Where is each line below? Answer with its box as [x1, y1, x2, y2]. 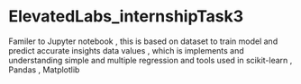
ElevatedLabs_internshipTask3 [8, 6, 244, 27]
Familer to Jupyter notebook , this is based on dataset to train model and [8, 36, 278, 46]
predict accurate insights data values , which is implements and [8, 45, 244, 55]
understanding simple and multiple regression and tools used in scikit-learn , [8, 55, 293, 65]
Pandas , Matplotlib [8, 64, 80, 75]
